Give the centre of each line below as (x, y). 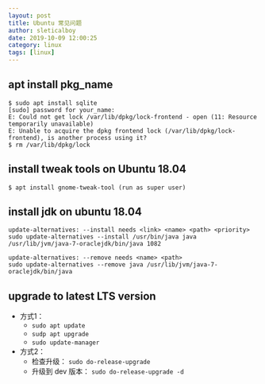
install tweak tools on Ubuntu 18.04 (97, 169)
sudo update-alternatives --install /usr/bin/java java (102, 237)
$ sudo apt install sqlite (53, 103)
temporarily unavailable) (51, 124)
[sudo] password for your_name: (61, 110)
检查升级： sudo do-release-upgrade (91, 362)
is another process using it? (97, 138)
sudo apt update (58, 326)
